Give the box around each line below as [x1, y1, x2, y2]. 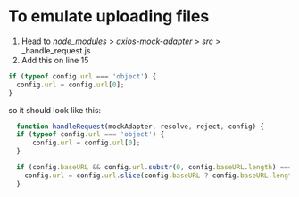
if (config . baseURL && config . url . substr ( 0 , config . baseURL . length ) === [16, 163, 293, 172]
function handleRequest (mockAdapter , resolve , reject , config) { [16, 122, 265, 131]
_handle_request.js [21, 45, 91, 55]
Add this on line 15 [21, 54, 89, 65]
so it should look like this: [8, 104, 102, 115]
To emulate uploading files [8, 6, 210, 27]
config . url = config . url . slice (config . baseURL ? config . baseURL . [24, 171, 273, 180]
